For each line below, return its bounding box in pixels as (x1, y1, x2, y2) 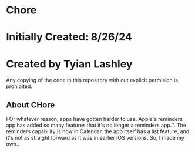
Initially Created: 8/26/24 (6, 31, 132, 44)
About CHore (6, 100, 55, 110)
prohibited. (6, 83, 32, 90)
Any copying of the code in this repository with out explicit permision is (6, 77, 178, 84)
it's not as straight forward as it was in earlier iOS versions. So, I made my (6, 134, 184, 141)
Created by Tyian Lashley (6, 57, 133, 70)
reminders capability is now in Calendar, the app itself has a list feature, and (6, 128, 190, 135)
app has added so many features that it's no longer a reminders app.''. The (6, 121, 187, 129)
